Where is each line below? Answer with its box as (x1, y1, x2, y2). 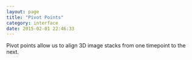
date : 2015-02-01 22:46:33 (6, 25, 75, 32)
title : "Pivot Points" (6, 14, 64, 20)
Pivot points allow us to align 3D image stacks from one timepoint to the (6, 42, 186, 49)
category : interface (6, 20, 59, 26)
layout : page (6, 8, 39, 15)
